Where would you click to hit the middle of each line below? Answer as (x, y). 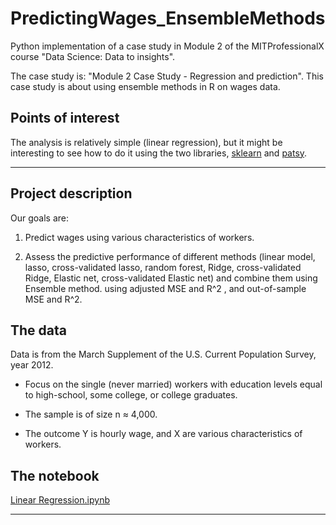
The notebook (55, 475)
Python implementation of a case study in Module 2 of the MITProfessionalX (167, 46)
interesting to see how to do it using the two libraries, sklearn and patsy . (159, 153)
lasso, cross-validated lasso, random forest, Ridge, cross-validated (163, 267)
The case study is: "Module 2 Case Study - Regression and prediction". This (167, 76)
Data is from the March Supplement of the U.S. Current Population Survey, (163, 354)
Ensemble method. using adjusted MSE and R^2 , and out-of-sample (165, 288)
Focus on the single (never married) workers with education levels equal (173, 384)
